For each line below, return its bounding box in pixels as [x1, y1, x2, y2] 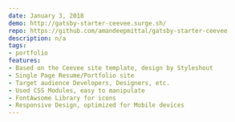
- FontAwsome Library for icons [8, 94, 116, 102]
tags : [8, 42, 26, 50]
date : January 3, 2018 [8, 11, 84, 20]
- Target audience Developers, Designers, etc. [8, 79, 171, 87]
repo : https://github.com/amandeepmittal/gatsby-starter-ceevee [8, 26, 228, 35]
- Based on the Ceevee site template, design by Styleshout [8, 64, 214, 72]
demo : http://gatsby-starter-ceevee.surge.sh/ [8, 19, 167, 27]
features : [8, 57, 42, 65]
